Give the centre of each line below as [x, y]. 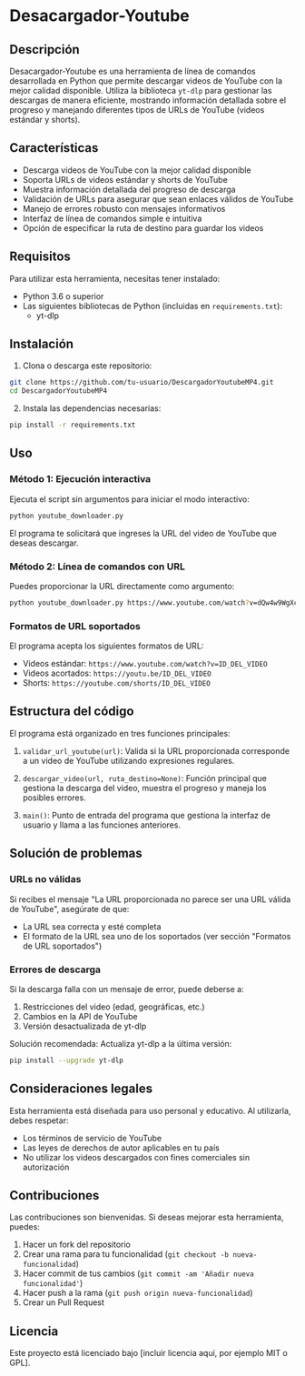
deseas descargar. [44, 543]
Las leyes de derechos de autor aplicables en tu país [121, 1148]
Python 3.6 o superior [63, 296]
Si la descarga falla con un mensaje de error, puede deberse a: [127, 989]
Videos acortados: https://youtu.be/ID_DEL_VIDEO [117, 673]
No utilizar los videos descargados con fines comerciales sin [136, 1157]
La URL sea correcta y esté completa [92, 926]
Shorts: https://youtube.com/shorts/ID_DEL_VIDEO [116, 683]
